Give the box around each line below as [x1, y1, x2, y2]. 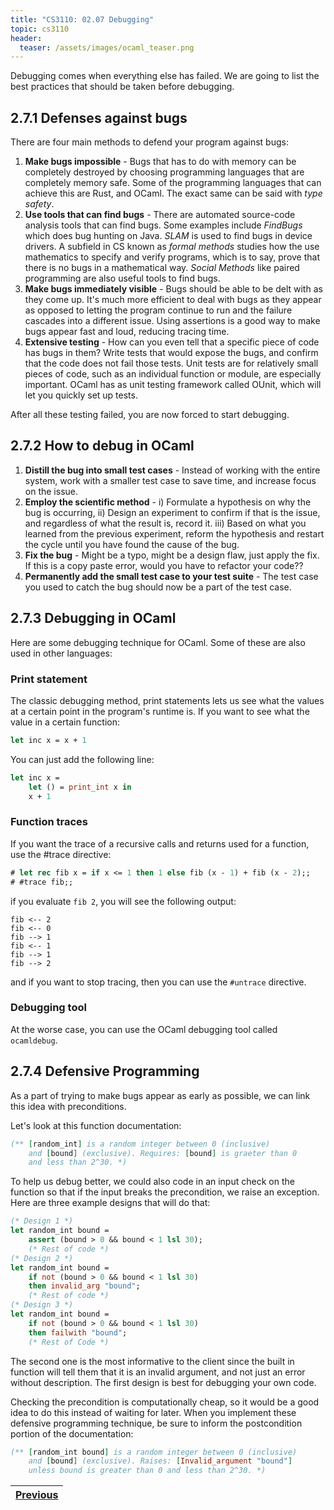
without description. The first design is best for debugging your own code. [10, 1376, 317, 1388]
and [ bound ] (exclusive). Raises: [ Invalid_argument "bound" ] [28, 1456, 293, 1466]
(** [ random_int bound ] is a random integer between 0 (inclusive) [10, 1447, 298, 1457]
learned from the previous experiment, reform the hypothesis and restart [24, 527, 325, 540]
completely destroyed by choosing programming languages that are [24, 166, 305, 178]
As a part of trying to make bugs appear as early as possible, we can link [10, 1089, 311, 1101]
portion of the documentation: [10, 1427, 134, 1440]
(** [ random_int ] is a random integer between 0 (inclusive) [10, 1139, 271, 1149]
